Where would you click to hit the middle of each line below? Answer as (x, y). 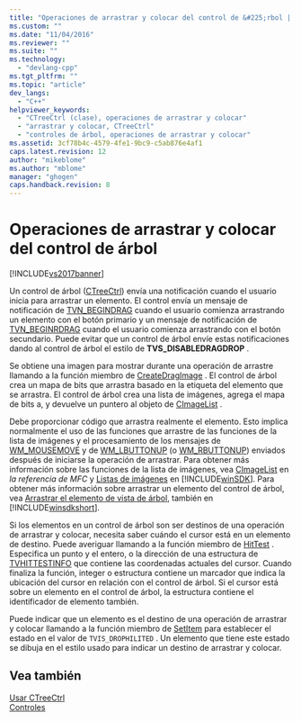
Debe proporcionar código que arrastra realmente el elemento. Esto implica (149, 422)
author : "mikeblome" (48, 160)
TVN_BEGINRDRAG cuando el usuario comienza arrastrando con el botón (145, 329)
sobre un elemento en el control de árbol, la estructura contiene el (132, 592)
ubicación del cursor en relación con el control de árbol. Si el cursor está (144, 582)
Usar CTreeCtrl (37, 698)
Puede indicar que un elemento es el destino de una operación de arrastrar (148, 619)
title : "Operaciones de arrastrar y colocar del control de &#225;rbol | (150, 18)
